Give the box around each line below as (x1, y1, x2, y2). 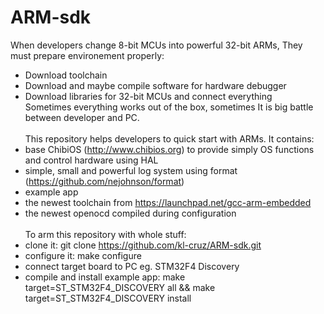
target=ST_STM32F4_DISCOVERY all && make (24, 281, 216, 293)
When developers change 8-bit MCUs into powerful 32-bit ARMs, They (10, 39, 303, 51)
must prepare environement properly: (10, 49, 165, 61)
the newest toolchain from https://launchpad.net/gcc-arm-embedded (24, 196, 312, 208)
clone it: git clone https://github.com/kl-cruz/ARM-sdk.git (24, 239, 262, 251)
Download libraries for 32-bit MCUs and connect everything (24, 90, 273, 102)
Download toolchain (24, 69, 108, 81)
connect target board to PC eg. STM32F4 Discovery (24, 260, 240, 272)
